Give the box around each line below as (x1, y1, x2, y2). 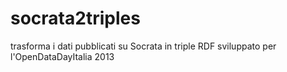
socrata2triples (10, 7, 141, 30)
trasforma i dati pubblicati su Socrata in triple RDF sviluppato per (10, 40, 277, 52)
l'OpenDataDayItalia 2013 (10, 50, 115, 62)
